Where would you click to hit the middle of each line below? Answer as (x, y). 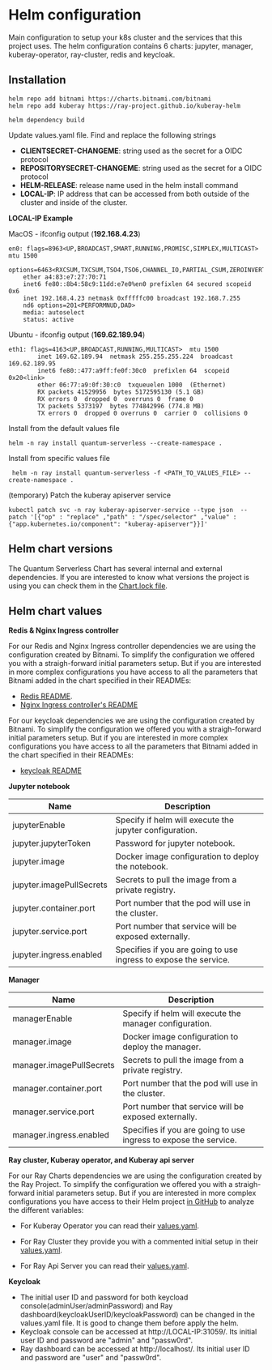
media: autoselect (54, 312)
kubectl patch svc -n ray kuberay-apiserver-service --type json (121, 510)
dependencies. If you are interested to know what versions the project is (129, 577)
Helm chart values (55, 610)
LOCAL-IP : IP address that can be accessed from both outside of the (134, 194)
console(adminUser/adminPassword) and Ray (96, 1306)
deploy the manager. (162, 1047)
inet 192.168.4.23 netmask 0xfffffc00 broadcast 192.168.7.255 (132, 298)
